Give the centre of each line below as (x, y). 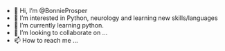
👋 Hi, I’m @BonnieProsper (51, 11)
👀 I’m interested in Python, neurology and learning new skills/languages (116, 18)
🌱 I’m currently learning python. (58, 25)
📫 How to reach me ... (46, 40)
